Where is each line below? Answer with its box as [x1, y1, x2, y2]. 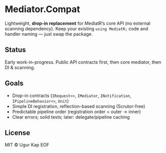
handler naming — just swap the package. [5, 31, 93, 37]
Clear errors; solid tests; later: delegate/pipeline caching [12, 114, 130, 120]
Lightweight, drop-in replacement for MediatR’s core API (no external [5, 20, 151, 26]
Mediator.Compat [5, 4, 81, 15]
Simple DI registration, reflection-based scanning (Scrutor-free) [12, 103, 146, 109]
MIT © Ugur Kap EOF [5, 142, 49, 148]
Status [5, 45, 26, 54]
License [5, 128, 30, 137]
